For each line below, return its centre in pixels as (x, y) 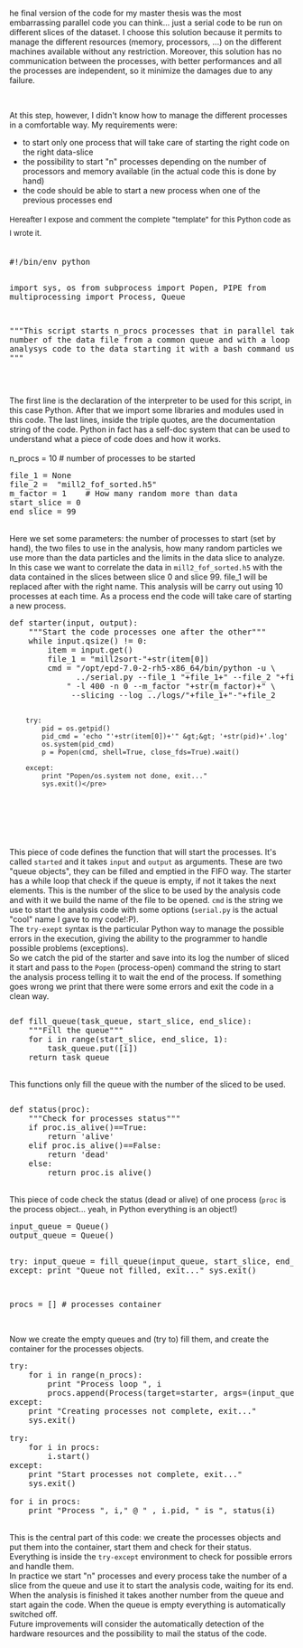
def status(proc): (50, 1110)
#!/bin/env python (50, 262)
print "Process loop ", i (105, 1384)
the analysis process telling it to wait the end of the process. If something (146, 977)
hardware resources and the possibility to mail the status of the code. (138, 1634)
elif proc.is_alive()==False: (95, 1146)
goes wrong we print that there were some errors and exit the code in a (142, 986)
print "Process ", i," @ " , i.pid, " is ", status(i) (152, 1510)
